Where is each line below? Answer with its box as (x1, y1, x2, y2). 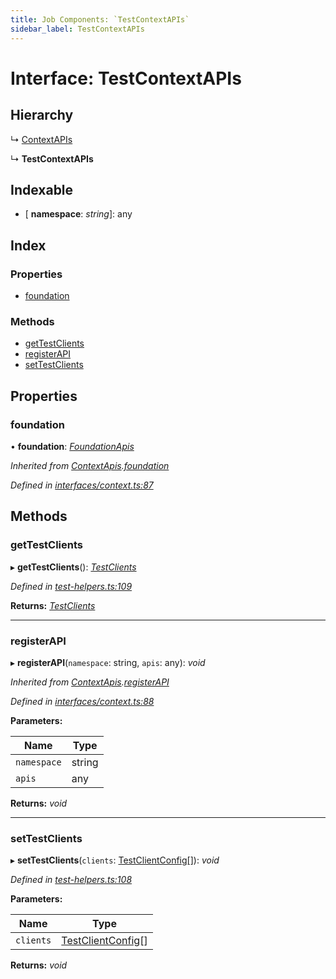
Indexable (10, 181, 74, 198)
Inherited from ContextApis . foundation (10, 459, 170, 471)
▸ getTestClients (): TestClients (10, 561, 137, 573)
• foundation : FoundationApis (10, 440, 135, 452)
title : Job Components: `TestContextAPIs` (10, 14, 190, 25)
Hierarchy (10, 107, 74, 124)
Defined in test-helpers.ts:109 (10, 580, 133, 592)
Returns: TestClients (10, 599, 96, 611)
